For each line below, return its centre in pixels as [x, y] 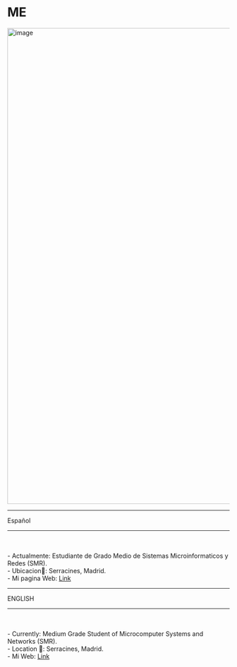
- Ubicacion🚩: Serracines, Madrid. [57, 570]
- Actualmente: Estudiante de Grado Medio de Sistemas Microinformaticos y [118, 556]
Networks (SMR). [32, 641]
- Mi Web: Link [29, 656]
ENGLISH [21, 598]
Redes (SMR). [27, 563]
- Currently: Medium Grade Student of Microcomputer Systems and [105, 634]
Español [19, 520]
